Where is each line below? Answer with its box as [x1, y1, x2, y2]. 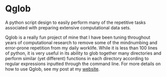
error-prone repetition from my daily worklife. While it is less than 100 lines [5, 45, 158, 51]
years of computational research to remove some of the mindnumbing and [5, 39, 158, 45]
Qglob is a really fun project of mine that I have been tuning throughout [5, 34, 151, 40]
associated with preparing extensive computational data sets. [5, 24, 131, 30]
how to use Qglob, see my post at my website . [5, 66, 100, 72]
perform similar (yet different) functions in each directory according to [5, 55, 149, 61]
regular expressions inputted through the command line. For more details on [5, 61, 161, 67]
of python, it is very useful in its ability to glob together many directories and [5, 50, 162, 56]
